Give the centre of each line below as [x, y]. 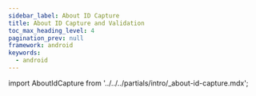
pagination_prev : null [46, 38]
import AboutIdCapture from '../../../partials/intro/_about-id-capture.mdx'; [128, 83]
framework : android [41, 46]
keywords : [25, 53]
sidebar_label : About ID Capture [64, 16]
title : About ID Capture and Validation [77, 23]
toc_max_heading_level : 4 [51, 30]
